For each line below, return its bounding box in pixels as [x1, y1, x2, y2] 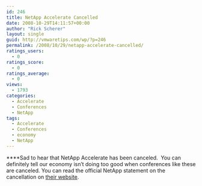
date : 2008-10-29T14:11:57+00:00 [6, 20, 90, 26]
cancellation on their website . [6, 173, 79, 181]
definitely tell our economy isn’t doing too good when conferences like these [6, 160, 196, 167]
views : [6, 82, 23, 88]
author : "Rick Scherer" [6, 25, 66, 32]
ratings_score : [6, 59, 44, 65]
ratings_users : [6, 48, 44, 54]
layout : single [6, 31, 44, 37]
